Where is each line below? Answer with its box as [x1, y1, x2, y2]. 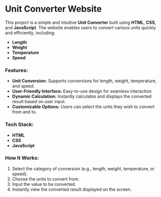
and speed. [12, 83, 35, 89]
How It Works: [5, 155, 39, 161]
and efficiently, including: [5, 30, 56, 36]
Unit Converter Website [5, 3, 102, 15]
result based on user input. [12, 99, 66, 105]
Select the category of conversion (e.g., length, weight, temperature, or [12, 165, 155, 171]
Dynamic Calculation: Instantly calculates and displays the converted [12, 93, 152, 99]
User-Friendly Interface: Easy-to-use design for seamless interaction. [12, 89, 153, 94]
